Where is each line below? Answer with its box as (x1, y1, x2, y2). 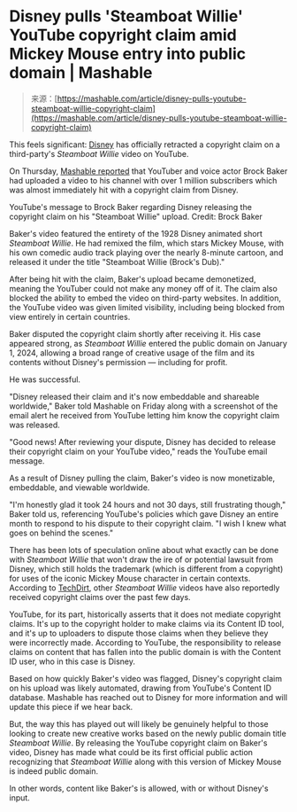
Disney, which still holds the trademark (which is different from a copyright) (9, 563, 284, 574)
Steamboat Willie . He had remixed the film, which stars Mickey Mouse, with (9, 238, 285, 248)
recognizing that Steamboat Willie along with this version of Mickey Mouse (9, 756, 282, 767)
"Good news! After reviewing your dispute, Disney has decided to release (9, 436, 277, 447)
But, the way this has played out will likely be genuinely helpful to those (9, 718, 269, 729)
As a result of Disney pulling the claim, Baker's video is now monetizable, (9, 472, 276, 483)
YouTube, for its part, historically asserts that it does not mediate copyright (9, 609, 281, 620)
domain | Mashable (9, 63, 153, 83)
